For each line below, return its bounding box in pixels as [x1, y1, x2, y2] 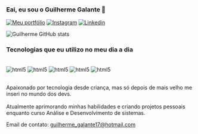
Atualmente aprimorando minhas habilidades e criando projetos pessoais [6, 103, 186, 110]
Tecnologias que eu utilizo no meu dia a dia [6, 45, 133, 54]
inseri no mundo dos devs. [6, 90, 72, 98]
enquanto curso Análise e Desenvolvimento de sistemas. [6, 109, 146, 117]
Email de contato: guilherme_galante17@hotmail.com [6, 121, 136, 128]
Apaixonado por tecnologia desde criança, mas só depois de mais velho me [6, 84, 193, 92]
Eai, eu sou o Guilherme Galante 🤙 [6, 5, 106, 14]
